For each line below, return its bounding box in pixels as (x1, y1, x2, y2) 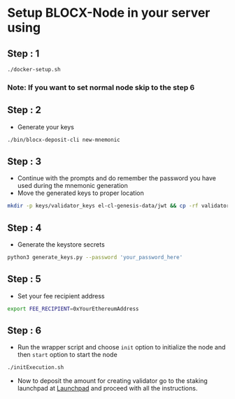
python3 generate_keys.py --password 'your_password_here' (7, 254, 183, 261)
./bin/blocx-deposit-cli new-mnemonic (7, 136, 120, 143)
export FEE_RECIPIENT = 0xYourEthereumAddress (7, 305, 139, 312)
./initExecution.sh (7, 364, 64, 371)
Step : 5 (7, 273, 42, 285)
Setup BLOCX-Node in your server (7, 5, 211, 21)
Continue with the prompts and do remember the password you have (17, 174, 217, 182)
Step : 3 (7, 155, 42, 167)
